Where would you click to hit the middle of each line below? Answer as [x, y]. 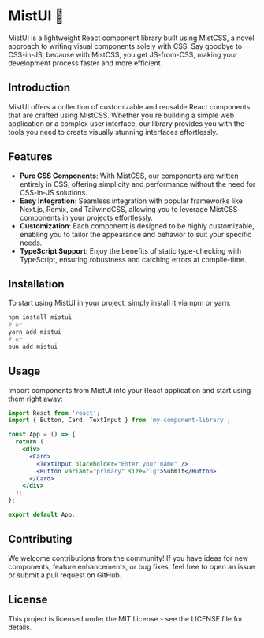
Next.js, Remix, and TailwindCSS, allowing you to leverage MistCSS [128, 209]
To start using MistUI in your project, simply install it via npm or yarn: [119, 303]
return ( [30, 442]
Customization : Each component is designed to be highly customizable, [137, 226]
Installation [36, 284]
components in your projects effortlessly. [86, 217]
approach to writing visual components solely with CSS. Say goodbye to [125, 46]
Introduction [39, 88]
